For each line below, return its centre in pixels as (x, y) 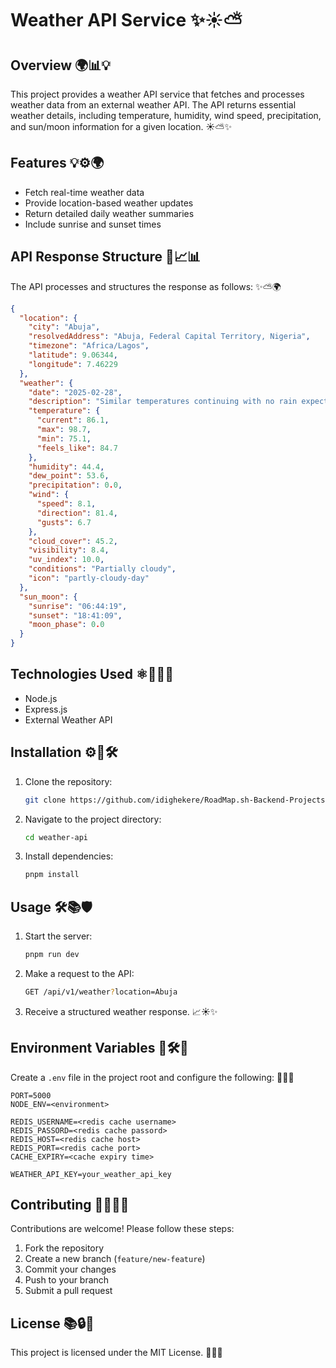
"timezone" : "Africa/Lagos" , (89, 346)
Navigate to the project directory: (93, 819)
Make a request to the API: (79, 973)
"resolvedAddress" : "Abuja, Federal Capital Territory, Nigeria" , (169, 337)
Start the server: (58, 936)
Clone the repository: (68, 781)
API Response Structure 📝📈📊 (106, 257)
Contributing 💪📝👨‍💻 (70, 1205)
